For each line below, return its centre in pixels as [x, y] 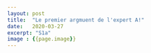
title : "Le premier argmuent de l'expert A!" [76, 20]
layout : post [26, 13]
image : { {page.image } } [42, 39]
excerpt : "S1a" [29, 33]
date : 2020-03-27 [35, 26]
